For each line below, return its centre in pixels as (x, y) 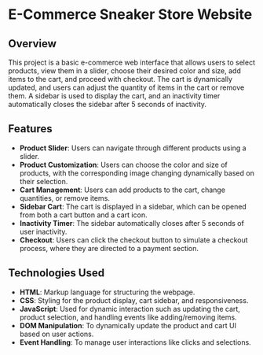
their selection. (44, 181)
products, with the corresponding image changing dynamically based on (137, 173)
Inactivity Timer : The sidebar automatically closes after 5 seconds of (132, 223)
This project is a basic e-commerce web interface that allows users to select (131, 62)
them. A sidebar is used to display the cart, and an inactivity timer (114, 96)
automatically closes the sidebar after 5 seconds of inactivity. (107, 104)
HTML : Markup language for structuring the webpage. (107, 292)
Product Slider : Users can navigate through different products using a (133, 148)
